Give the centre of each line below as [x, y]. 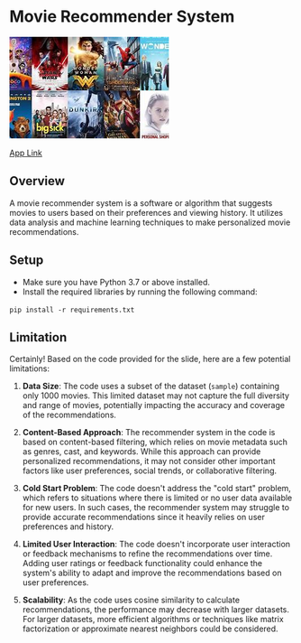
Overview [37, 181]
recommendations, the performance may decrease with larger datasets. [156, 610]
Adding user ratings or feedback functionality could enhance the [142, 564]
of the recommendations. [69, 415]
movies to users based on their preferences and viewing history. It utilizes [146, 212]
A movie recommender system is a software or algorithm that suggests [141, 203]
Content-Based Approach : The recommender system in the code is [149, 433]
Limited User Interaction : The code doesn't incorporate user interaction [156, 545]
